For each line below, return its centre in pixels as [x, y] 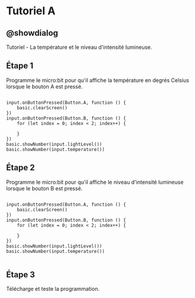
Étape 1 [20, 66]
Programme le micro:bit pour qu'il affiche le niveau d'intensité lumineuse [95, 182]
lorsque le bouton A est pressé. [45, 86]
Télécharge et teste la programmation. [53, 289]
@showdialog [32, 33]
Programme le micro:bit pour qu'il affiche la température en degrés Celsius [97, 80]
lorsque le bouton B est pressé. [45, 188]
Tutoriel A [31, 11]
